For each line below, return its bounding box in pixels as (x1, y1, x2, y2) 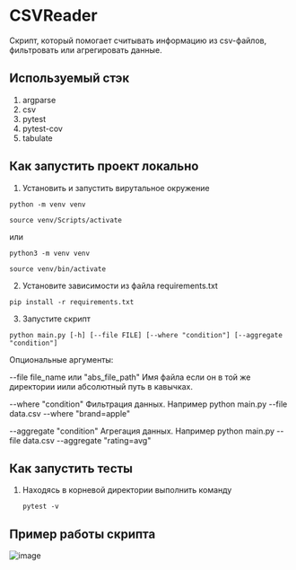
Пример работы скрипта (9, 526, 156, 541)
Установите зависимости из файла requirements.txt (22, 280, 218, 291)
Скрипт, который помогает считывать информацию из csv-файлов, (9, 35, 267, 46)
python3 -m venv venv (9, 249, 91, 258)
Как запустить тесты (9, 460, 133, 476)
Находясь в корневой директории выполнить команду (22, 485, 232, 495)
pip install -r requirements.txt (9, 297, 135, 306)
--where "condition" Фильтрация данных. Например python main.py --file (9, 399, 288, 409)
